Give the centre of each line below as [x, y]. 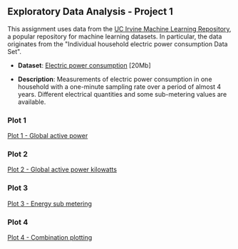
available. [32, 102]
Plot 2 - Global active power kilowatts [62, 169]
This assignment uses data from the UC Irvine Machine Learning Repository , [119, 28]
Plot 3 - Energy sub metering [50, 203]
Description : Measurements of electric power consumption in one [115, 79]
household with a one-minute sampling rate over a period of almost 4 [119, 86]
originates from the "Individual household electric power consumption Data [118, 44]
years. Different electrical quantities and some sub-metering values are [122, 94]
